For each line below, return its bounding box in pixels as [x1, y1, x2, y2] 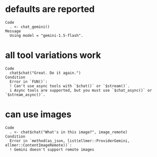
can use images [5, 109, 72, 120]
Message [5, 28, 21, 33]
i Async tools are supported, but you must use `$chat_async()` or [9, 88, 153, 93]
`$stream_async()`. [5, 92, 46, 97]
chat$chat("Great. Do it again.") [9, 70, 81, 75]
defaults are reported [5, 3, 95, 15]
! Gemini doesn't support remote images [9, 147, 94, 152]
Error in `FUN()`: [9, 79, 48, 84]
